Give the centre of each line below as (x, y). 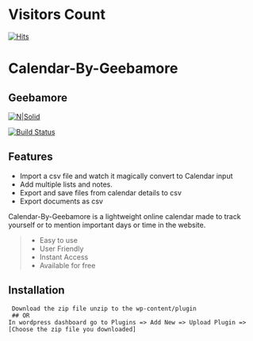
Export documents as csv (61, 201)
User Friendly (61, 248)
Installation (36, 290)
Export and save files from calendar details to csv (101, 192)
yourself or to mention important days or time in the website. (107, 225)
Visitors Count (57, 15)
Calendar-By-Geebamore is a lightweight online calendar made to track (125, 216)
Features (31, 157)
